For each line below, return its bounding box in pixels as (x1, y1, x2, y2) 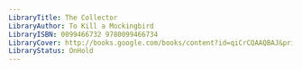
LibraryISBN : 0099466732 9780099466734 (8, 30, 159, 39)
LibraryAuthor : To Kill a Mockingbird (8, 22, 154, 30)
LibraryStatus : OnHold (8, 47, 94, 56)
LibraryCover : (8, 38, 62, 47)
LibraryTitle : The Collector (8, 13, 118, 22)
